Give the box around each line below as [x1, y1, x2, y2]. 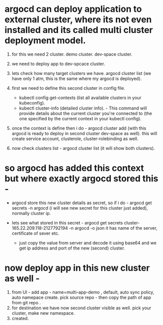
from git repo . [11, 299, 41, 305]
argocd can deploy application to [4, 3, 142, 15]
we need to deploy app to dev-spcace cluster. [11, 61, 105, 67]
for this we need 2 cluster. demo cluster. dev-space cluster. [11, 51, 132, 57]
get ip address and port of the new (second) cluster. [19, 245, 125, 251]
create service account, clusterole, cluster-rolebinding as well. [11, 136, 139, 142]
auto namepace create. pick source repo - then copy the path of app [11, 294, 151, 300]
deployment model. [4, 35, 86, 46]
